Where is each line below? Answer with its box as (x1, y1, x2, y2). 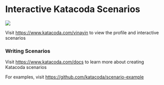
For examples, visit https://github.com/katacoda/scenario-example (5, 74, 144, 80)
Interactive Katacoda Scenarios (5, 4, 140, 15)
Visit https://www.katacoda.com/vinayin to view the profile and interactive (5, 29, 159, 36)
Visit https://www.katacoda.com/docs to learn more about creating (5, 59, 144, 65)
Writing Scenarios (5, 47, 50, 54)
